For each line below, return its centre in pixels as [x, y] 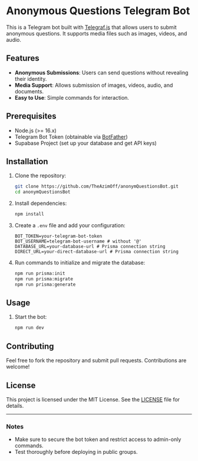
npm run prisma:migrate [44, 279]
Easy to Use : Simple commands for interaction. [72, 97]
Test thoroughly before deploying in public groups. [76, 452]
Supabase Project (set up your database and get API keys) [86, 143]
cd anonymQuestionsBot [42, 192]
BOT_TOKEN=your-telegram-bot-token [58, 236]
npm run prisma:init [40, 273]
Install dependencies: [41, 203]
